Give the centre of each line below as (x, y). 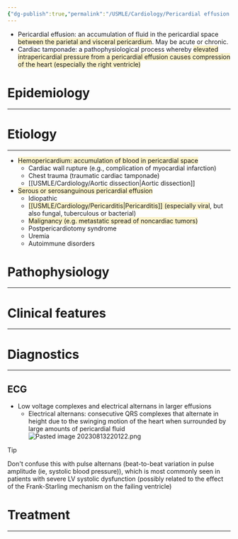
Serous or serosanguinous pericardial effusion (85, 190)
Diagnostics (44, 354)
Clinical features (57, 313)
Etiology (32, 134)
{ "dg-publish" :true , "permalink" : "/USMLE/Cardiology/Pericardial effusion (119, 14)
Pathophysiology (58, 272)
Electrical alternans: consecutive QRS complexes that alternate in (123, 414)
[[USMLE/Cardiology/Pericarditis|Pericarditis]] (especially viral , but (125, 206)
